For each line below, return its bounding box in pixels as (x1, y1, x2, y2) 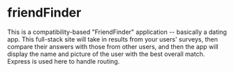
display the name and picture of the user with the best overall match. (7, 50, 205, 58)
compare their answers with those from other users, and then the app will (7, 42, 219, 51)
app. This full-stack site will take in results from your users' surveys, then (7, 35, 218, 43)
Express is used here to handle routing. (7, 57, 120, 65)
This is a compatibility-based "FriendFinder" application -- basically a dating (7, 28, 227, 36)
